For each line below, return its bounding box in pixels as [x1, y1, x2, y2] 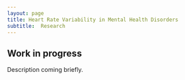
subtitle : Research [7, 22, 66, 29]
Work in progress [7, 47, 82, 59]
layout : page [7, 9, 44, 17]
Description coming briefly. [7, 66, 83, 74]
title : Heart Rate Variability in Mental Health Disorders [7, 16, 179, 23]
